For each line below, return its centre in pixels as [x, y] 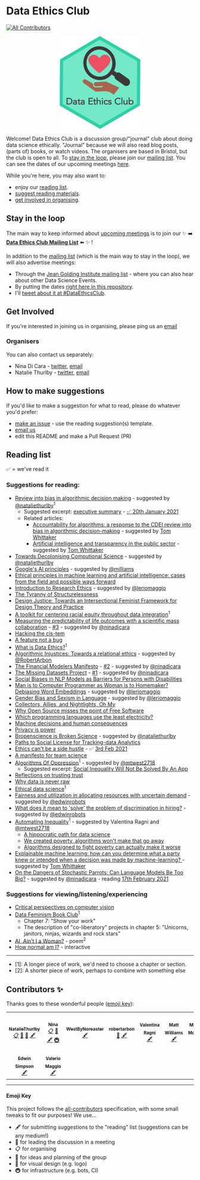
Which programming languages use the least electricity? [84, 716]
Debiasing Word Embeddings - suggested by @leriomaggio [87, 691]
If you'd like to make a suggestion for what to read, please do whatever [93, 405]
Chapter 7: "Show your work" [60, 920]
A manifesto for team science [51, 755]
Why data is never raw [42, 781]
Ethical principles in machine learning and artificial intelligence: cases [100, 575]
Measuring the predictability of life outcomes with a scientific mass [97, 621]
